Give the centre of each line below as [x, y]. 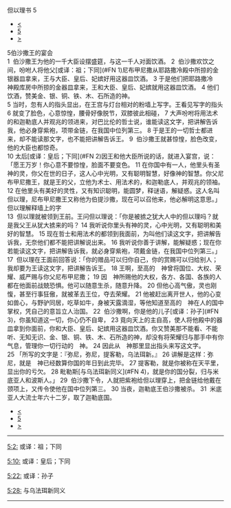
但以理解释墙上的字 [34, 208]
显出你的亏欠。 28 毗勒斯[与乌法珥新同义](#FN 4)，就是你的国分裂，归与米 [113, 372]
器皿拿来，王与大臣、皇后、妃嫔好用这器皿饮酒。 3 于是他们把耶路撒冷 [113, 79]
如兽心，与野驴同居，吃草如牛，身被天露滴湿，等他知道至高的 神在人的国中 [115, 303]
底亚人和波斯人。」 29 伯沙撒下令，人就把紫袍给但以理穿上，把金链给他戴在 [114, 380]
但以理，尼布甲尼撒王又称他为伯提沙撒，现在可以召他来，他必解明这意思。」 [114, 199]
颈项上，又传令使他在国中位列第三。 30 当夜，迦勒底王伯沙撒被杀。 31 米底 [114, 389]
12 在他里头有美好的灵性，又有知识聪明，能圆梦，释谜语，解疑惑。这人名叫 [113, 191]
